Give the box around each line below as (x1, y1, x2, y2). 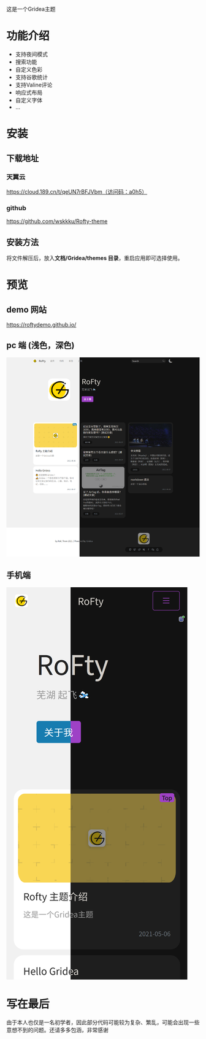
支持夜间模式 (15, 50, 48, 58)
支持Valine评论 (15, 81, 53, 88)
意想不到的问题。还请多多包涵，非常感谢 (6, 1026, 109, 1033)
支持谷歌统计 (15, 73, 48, 81)
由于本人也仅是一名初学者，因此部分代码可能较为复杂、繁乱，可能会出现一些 (6, 1018, 200, 1026)
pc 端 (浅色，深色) (6, 340, 75, 351)
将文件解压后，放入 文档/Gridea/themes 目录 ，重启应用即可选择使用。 (6, 254, 183, 262)
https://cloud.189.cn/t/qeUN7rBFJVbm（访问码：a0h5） (6, 188, 148, 195)
